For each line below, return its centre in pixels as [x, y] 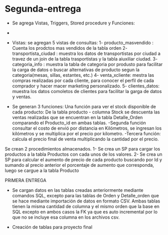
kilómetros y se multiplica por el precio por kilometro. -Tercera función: [86, 133]
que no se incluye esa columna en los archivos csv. [66, 217]
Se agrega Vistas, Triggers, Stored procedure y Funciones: [73, 23]
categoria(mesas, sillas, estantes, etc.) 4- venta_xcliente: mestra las [83, 75]
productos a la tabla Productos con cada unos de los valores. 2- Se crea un [84, 154]
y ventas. [22, 97]
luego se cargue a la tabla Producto [42, 170]
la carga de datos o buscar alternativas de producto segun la [76, 70]
